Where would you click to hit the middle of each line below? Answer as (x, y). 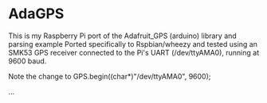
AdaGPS (36, 14)
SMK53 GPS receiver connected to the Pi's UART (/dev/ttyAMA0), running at (134, 52)
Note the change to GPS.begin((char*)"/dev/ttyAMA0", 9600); (110, 76)
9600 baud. (27, 61)
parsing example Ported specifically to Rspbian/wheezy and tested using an (133, 44)
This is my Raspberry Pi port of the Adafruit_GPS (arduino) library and (122, 36)
